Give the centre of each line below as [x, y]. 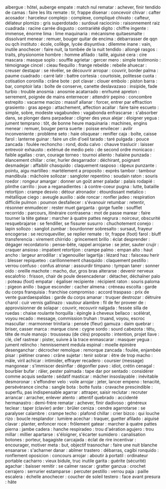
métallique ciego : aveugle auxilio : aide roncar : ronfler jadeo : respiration [80, 197]
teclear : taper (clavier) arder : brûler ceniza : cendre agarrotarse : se [75, 408]
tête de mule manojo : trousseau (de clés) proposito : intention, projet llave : [82, 334]
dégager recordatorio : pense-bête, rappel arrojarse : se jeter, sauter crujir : [82, 244]
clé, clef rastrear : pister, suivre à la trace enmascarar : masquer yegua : [79, 339]
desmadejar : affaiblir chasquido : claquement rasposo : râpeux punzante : [81, 165]
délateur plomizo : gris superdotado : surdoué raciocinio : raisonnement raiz [83, 23]
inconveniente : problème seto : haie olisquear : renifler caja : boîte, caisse [81, 134]
